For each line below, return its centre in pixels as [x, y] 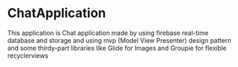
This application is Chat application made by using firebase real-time [108, 33]
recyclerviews [28, 56]
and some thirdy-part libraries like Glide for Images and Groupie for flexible [117, 48]
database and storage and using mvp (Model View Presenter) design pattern [119, 40]
